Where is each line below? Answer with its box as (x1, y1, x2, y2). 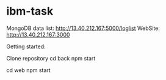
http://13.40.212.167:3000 (6, 31, 70, 38)
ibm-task (6, 4, 54, 18)
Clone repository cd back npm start (6, 54, 96, 62)
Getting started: (6, 43, 46, 50)
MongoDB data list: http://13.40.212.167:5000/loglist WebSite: (6, 24, 161, 32)
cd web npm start (6, 66, 51, 74)
